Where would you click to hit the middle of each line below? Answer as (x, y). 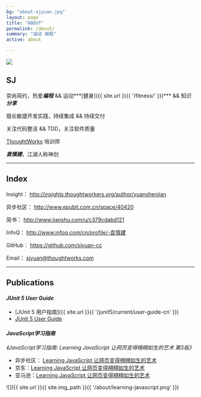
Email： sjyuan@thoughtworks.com (50, 258)
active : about (24, 40)
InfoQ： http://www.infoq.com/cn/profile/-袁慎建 (66, 232)
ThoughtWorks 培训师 (33, 141)
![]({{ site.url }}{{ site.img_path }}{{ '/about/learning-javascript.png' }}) (93, 387)
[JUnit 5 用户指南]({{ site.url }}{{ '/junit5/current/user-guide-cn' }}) (97, 312)
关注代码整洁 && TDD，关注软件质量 (51, 128)
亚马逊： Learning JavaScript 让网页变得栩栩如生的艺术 (82, 375)
